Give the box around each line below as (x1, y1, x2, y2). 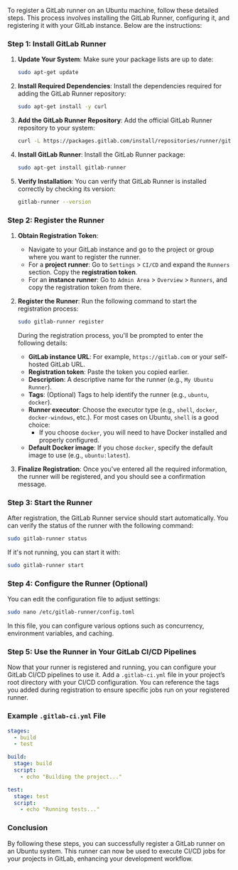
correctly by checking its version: (17, 185, 116, 193)
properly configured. (38, 435, 99, 444)
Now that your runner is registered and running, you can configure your (7, 663, 217, 672)
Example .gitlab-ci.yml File (7, 711, 107, 721)
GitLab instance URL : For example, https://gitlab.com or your (28, 352, 213, 361)
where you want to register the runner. (28, 252, 141, 261)
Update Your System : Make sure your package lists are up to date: (17, 55, 214, 63)
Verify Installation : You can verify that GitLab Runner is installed (17, 177, 207, 185)
